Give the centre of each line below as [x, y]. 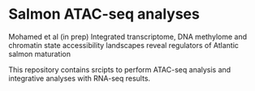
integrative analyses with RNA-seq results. [80, 78]
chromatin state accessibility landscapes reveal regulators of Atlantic [124, 45]
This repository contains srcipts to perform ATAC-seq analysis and [120, 69]
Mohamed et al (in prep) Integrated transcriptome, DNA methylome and [128, 37]
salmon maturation [40, 54]
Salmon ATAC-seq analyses [104, 14]
